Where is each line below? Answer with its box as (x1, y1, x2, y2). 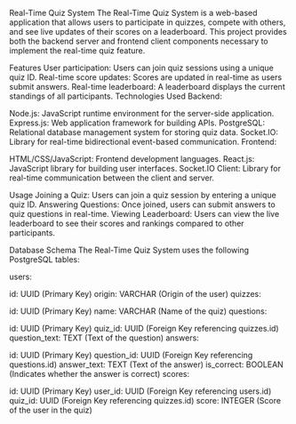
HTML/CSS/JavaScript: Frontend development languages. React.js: (9, 154, 255, 164)
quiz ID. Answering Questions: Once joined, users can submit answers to (9, 199, 276, 210)
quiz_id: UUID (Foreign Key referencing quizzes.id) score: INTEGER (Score (9, 396, 282, 405)
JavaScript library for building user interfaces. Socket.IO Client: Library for (9, 164, 282, 173)
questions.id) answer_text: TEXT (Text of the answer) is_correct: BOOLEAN (9, 359, 284, 370)
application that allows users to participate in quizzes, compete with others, (9, 17, 286, 28)
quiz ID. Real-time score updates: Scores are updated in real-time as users (9, 72, 283, 83)
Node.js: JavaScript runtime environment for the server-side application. (9, 108, 275, 118)
